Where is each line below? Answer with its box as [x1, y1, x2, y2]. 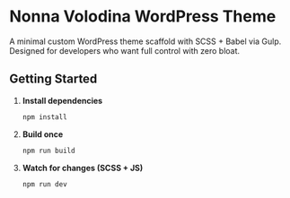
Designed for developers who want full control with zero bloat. [9, 45, 241, 56]
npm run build [22, 146, 75, 155]
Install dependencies [22, 95, 103, 106]
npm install [22, 112, 67, 122]
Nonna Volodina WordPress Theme [9, 6, 277, 27]
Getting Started [9, 72, 98, 87]
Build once [22, 128, 64, 140]
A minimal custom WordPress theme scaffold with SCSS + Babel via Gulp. [9, 36, 282, 47]
